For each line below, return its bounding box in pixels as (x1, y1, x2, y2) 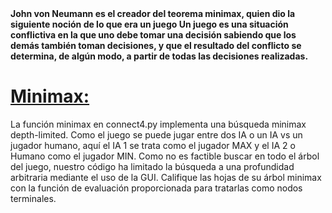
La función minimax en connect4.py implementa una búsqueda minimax (10, 118, 307, 130)
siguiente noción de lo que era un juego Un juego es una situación (10, 18, 289, 30)
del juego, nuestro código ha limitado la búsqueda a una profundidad (10, 160, 295, 172)
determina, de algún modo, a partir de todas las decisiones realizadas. (10, 50, 309, 62)
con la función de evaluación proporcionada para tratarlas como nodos (10, 182, 303, 194)
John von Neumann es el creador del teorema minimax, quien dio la (10, 8, 296, 19)
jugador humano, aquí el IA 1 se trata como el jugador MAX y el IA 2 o (10, 139, 296, 151)
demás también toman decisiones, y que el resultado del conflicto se (10, 40, 302, 51)
